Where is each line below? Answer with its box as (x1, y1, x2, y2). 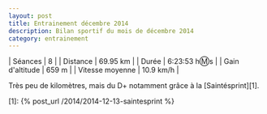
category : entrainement (8, 34, 89, 43)
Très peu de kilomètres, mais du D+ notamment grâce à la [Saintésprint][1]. (8, 81, 260, 91)
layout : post (8, 11, 53, 20)
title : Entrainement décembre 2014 (8, 19, 129, 27)
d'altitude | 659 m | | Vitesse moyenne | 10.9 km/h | (8, 65, 179, 75)
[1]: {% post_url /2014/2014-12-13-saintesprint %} (8, 96, 174, 106)
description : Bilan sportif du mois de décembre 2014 (8, 27, 195, 35)
